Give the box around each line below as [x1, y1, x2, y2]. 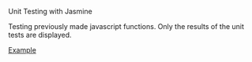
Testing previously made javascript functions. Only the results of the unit [8, 22, 245, 31]
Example [8, 46, 37, 54]
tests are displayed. [8, 31, 73, 39]
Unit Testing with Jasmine [8, 7, 92, 16]
